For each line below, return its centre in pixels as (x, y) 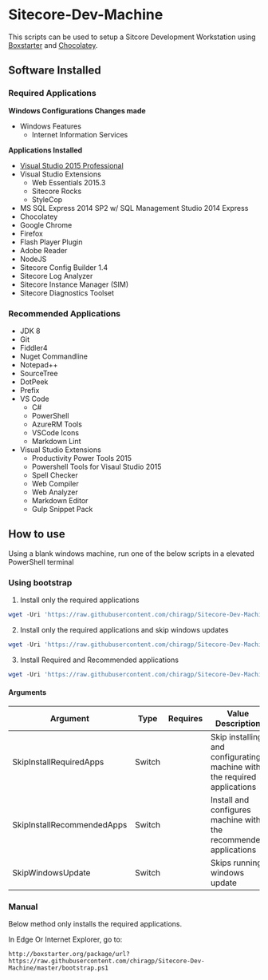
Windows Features (51, 126)
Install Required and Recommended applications (99, 660)
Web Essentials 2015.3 (69, 182)
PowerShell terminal (41, 561)
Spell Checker (55, 475)
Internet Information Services (80, 134)
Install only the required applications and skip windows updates (124, 629)
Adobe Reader (43, 250)
